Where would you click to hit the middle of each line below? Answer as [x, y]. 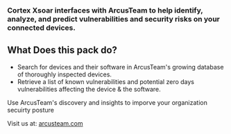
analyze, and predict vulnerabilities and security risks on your [113, 19]
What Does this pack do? [62, 50]
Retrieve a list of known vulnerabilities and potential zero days [105, 81]
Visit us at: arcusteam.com [45, 123]
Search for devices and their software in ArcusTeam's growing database [120, 67]
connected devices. [42, 28]
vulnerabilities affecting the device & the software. [89, 89]
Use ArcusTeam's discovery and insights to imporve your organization [108, 102]
